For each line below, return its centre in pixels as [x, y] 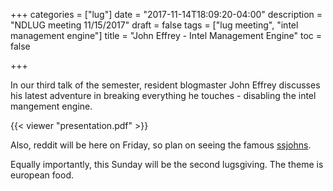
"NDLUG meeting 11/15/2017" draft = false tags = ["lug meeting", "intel [154, 25]
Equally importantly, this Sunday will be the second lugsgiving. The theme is [167, 164]
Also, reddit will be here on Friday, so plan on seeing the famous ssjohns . [161, 145]
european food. [42, 175]
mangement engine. [51, 106]
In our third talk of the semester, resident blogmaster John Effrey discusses [165, 85]
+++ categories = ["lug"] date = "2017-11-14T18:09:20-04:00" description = [166, 14]
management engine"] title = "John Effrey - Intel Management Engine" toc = [166, 35]
